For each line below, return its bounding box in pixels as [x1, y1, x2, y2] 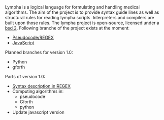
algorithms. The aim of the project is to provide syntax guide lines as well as [5, 9, 159, 15]
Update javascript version [12, 109, 65, 115]
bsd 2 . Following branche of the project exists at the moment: [5, 25, 130, 31]
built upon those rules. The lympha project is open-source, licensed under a [5, 20, 160, 26]
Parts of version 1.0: [5, 74, 46, 79]
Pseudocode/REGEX [12, 34, 54, 40]
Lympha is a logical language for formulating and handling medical [5, 4, 140, 10]
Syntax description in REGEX [12, 83, 71, 89]
